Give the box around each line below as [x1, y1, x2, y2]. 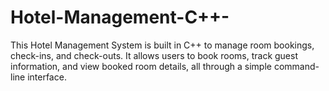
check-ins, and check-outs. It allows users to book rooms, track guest [10, 49, 299, 61]
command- [273, 60, 320, 72]
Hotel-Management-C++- [10, 6, 230, 29]
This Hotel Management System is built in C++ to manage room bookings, [10, 39, 315, 51]
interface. [27, 71, 67, 83]
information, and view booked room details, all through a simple [10, 60, 272, 72]
